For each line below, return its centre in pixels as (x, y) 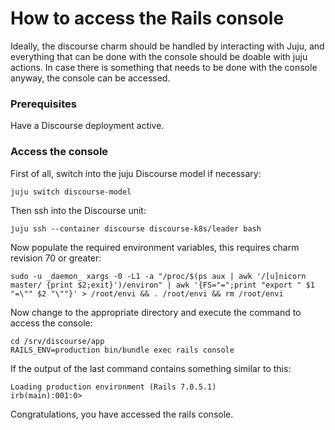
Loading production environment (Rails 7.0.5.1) (113, 387)
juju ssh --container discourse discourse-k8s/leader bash (136, 228)
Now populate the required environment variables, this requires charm (155, 247)
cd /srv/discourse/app (57, 341)
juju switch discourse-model (71, 192)
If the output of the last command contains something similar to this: (151, 368)
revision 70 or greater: (56, 258)
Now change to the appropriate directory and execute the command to (156, 312)
